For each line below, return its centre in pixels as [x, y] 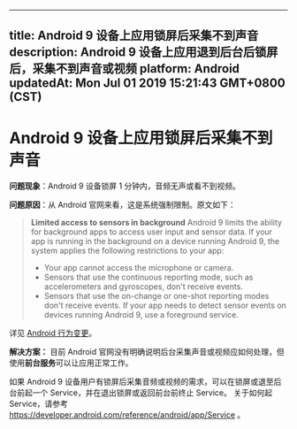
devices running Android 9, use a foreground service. [141, 315]
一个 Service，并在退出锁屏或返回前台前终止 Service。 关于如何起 [152, 393]
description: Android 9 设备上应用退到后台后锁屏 [144, 53]
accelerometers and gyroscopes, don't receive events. [143, 287]
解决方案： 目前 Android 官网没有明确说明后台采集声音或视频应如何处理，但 [147, 352]
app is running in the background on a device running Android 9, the [155, 241]
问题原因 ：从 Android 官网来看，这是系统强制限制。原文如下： [122, 205]
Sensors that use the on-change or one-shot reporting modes [156, 296]
